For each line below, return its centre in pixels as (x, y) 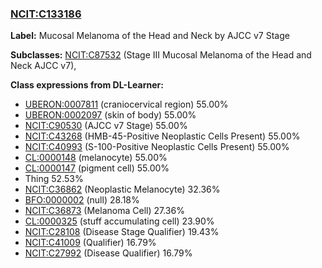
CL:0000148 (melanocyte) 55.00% (96, 158)
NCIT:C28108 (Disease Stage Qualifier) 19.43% (122, 232)
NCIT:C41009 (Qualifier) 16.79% (90, 243)
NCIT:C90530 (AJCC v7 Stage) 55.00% (106, 126)
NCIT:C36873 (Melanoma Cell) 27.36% (104, 211)
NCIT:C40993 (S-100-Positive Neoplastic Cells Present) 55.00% (157, 147)
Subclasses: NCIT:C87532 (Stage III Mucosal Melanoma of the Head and (161, 55)
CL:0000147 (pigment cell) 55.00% (97, 168)
